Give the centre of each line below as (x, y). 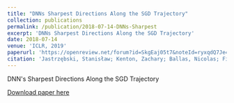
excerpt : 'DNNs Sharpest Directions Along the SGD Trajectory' (101, 33)
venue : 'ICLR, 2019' (37, 46)
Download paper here (38, 92)
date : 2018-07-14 (32, 40)
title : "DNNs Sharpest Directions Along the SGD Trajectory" (98, 14)
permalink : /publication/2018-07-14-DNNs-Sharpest (82, 26)
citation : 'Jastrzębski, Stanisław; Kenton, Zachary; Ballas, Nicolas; (113, 59)
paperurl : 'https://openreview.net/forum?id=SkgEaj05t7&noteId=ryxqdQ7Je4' (119, 53)
